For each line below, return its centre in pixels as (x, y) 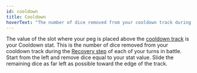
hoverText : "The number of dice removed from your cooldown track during (99, 22)
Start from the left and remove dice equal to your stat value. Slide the (90, 58)
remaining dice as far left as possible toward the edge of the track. (87, 64)
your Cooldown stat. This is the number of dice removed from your (87, 45)
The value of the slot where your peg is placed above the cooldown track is (98, 39)
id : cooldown (22, 11)
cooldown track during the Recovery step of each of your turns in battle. (94, 51)
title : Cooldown (26, 17)
